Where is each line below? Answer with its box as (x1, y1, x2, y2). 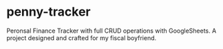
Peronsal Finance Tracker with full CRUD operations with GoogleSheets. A (6, 27, 217, 35)
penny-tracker (6, 4, 91, 20)
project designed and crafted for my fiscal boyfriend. (6, 33, 157, 42)
